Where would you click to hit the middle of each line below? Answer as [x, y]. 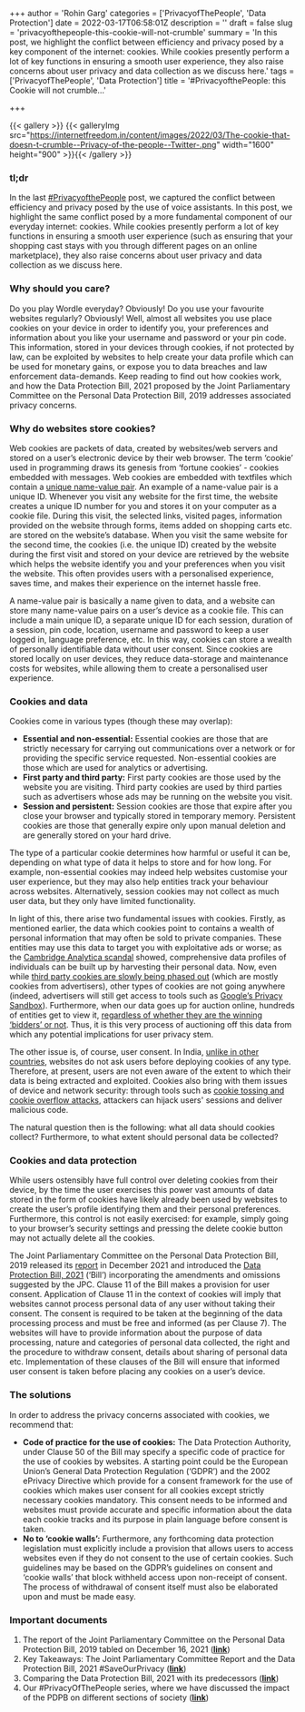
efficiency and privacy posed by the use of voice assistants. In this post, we [151, 207]
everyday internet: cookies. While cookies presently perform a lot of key [144, 227]
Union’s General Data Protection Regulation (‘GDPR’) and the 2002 [146, 1471]
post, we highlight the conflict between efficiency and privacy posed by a [147, 42]
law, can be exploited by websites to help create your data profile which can [152, 357]
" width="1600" [245, 145]
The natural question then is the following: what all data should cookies [142, 1127]
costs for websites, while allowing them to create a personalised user [139, 668]
